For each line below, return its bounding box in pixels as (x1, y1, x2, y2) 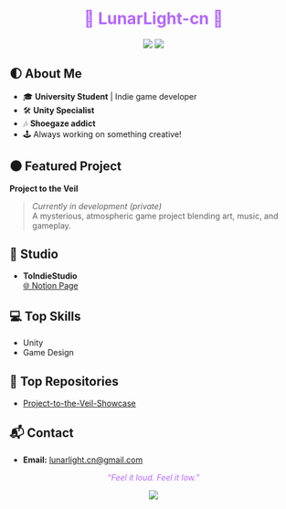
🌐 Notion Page (22, 281, 79, 292)
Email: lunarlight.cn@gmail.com (22, 454, 143, 465)
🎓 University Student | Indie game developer (22, 90, 197, 101)
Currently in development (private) (31, 200, 163, 211)
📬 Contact (9, 425, 74, 441)
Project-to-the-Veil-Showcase (22, 398, 136, 408)
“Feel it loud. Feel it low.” (107, 472, 200, 482)
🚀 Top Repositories (9, 374, 119, 389)
